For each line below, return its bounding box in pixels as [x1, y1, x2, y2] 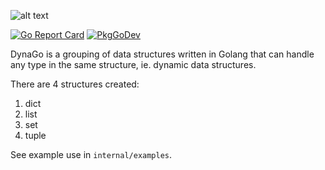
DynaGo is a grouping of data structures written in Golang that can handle [10, 48, 315, 60]
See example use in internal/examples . [10, 149, 173, 160]
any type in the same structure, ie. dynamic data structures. [10, 59, 257, 70]
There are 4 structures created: [10, 78, 140, 90]
